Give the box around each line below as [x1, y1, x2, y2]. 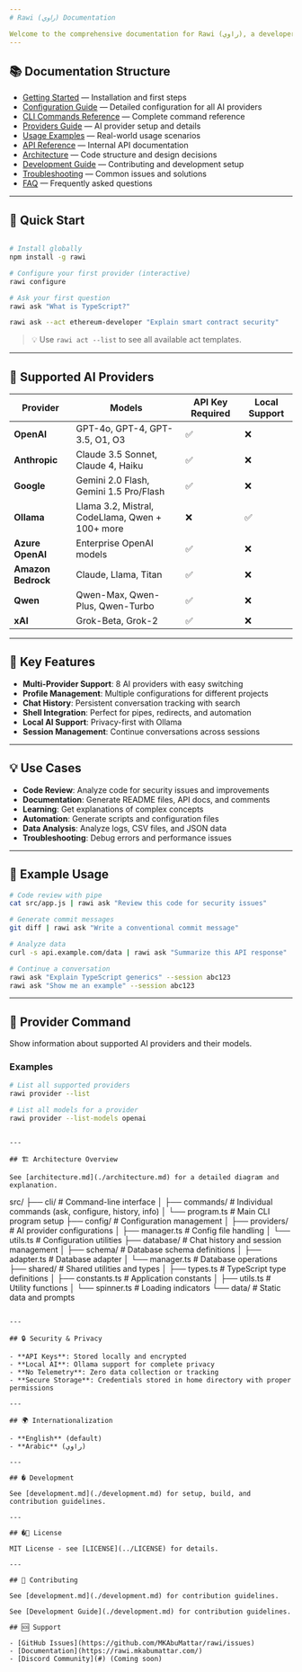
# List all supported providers [9, 1081, 130, 1090]
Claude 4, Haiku [75, 459, 144, 472]
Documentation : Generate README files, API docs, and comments [22, 794, 271, 805]
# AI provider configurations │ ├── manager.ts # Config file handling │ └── [9, 1224, 290, 1236]
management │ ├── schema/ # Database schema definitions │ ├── [9, 1244, 262, 1255]
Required [191, 407, 231, 420]
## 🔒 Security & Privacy [9, 1334, 102, 1343]
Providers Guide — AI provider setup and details [22, 120, 201, 131]
